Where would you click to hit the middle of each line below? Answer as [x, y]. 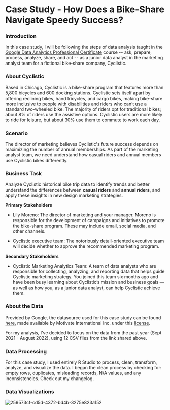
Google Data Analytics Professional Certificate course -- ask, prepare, [79, 52]
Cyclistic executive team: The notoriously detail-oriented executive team [88, 241]
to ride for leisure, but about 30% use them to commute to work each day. [83, 120]
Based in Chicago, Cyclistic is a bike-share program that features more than [84, 87]
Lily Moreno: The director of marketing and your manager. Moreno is [84, 215]
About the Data [24, 306]
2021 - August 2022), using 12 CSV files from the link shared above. [76, 338]
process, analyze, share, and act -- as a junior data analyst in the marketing [84, 58]
